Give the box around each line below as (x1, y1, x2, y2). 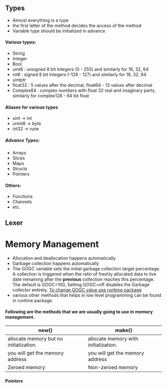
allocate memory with (87, 335, 139, 342)
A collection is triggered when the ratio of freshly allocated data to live (12, 271, 157, 277)
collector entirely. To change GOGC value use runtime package (12, 287, 142, 293)
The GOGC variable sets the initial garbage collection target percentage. (12, 265, 161, 271)
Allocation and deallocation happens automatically (12, 255, 116, 261)
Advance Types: (5, 137, 40, 143)
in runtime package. (12, 297, 54, 303)
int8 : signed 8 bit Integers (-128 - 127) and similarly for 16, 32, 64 (12, 72, 147, 78)
